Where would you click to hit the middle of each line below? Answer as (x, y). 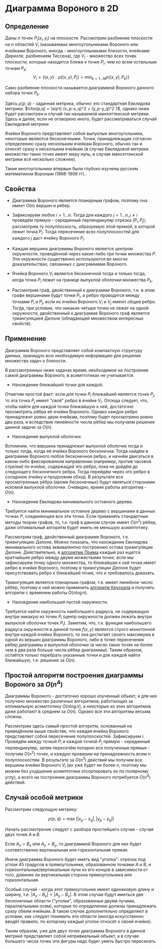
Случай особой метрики (44, 797)
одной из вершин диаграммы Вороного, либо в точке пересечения (74, 639)
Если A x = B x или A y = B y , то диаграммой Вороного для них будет (73, 844)
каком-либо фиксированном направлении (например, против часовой (78, 462)
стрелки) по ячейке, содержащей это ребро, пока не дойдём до (72, 466)
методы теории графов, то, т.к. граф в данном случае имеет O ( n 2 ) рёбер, (81, 522)
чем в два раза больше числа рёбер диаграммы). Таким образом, (74, 650)
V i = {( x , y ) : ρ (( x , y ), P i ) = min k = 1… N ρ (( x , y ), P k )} (81, 77)
